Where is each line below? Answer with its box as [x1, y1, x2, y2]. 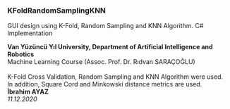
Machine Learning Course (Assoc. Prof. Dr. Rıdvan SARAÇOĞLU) [7, 58, 195, 66]
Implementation [7, 29, 53, 37]
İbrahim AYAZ [7, 87, 49, 96]
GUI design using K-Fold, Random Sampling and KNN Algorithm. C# [7, 22, 204, 30]
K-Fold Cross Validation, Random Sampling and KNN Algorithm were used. [7, 72, 224, 81]
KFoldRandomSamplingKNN [7, 6, 106, 15]
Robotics [7, 50, 35, 58]
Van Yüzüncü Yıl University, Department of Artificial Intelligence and [7, 43, 213, 51]
